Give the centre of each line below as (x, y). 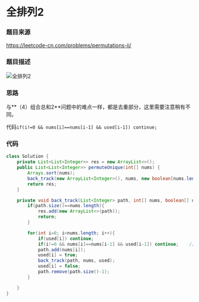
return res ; (42, 184)
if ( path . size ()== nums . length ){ (66, 206)
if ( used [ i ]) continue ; (66, 239)
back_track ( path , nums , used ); (76, 261)
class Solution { (28, 157)
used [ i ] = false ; (59, 266)
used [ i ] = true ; (58, 255)
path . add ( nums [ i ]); (62, 250)
